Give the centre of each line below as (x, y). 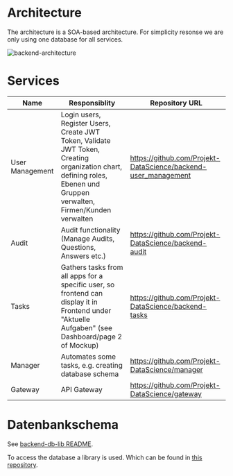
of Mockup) (80, 345)
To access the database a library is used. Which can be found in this (105, 457)
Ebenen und (80, 184)
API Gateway (81, 389)
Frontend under (86, 310)
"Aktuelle (75, 319)
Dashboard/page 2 (92, 337)
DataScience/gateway (166, 393)
